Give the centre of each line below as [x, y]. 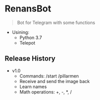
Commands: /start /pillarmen [49, 76]
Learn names [33, 86]
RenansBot [28, 9]
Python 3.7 [31, 37]
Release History [30, 59]
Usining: [21, 32]
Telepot [27, 42]
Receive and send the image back [55, 81]
